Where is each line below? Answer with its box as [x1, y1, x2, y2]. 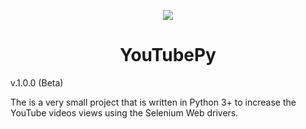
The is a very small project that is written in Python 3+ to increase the [10, 96, 297, 108]
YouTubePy [119, 44, 217, 67]
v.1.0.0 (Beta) [10, 76, 64, 89]
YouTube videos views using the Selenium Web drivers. [10, 106, 239, 119]
